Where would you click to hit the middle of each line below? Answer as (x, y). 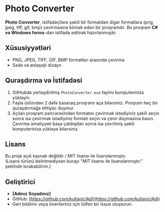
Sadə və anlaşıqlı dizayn (37, 65)
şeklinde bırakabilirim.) (28, 166)
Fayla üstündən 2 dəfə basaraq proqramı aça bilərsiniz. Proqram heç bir (85, 103)
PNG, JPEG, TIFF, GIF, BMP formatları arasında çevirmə (68, 60)
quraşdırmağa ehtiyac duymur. (43, 108)
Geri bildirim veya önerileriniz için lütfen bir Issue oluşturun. (72, 204)
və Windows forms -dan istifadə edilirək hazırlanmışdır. (61, 32)
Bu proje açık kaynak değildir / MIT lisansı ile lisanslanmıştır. (66, 156)
